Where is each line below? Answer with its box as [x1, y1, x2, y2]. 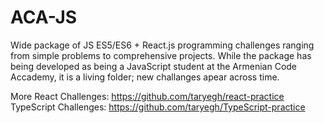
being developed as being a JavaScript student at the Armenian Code [10, 60, 298, 72]
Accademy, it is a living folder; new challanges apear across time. [10, 71, 280, 83]
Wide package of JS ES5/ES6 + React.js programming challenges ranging [10, 39, 315, 51]
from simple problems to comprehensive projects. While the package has [10, 49, 312, 61]
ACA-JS [10, 6, 78, 29]
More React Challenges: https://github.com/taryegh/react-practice [10, 90, 285, 102]
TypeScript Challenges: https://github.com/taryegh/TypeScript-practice [10, 101, 306, 113]
